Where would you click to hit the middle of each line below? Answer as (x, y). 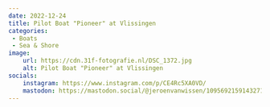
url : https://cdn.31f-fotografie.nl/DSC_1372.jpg (108, 61)
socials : (23, 76)
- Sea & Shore (35, 46)
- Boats (25, 38)
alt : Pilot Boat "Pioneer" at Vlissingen (93, 68)
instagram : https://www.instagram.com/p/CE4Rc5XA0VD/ (115, 83)
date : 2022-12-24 (37, 16)
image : (19, 53)
